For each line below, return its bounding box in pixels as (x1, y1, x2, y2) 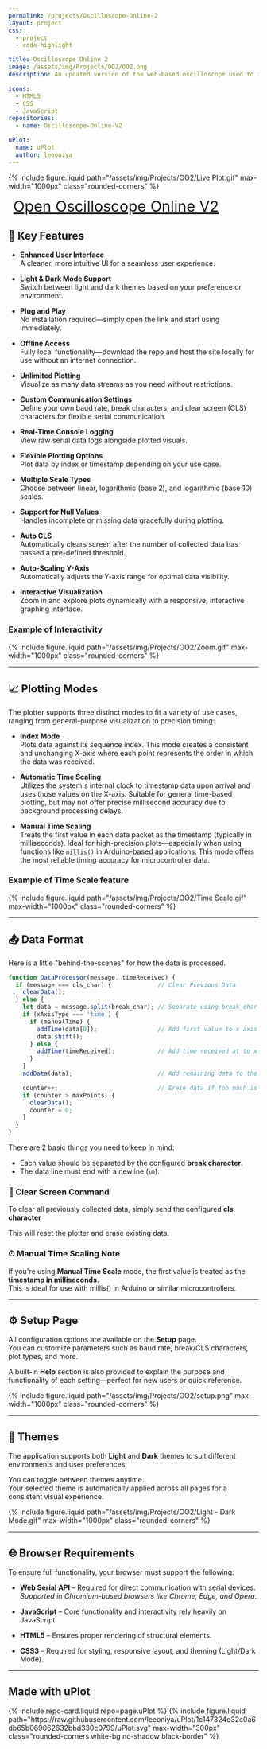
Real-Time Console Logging (19, 427, 114, 437)
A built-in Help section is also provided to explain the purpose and (8, 1367, 225, 1377)
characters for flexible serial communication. (19, 411, 167, 422)
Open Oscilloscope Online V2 (13, 197, 219, 216)
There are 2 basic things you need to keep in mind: (8, 1143, 175, 1152)
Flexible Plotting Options (19, 451, 103, 461)
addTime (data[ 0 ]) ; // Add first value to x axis (37, 1025, 258, 1033)
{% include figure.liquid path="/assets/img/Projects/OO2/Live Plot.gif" (8, 173, 238, 182)
